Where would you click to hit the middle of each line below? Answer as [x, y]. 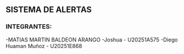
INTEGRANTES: [29, 27]
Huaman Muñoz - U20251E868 [44, 46]
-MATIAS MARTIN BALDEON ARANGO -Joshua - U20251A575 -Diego [92, 39]
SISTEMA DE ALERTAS [49, 10]
